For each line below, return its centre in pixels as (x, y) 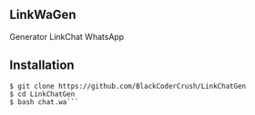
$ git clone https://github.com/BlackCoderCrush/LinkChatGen (128, 86)
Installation (42, 66)
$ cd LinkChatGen (42, 94)
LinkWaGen (43, 15)
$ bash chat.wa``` (44, 102)
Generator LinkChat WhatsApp (67, 36)
